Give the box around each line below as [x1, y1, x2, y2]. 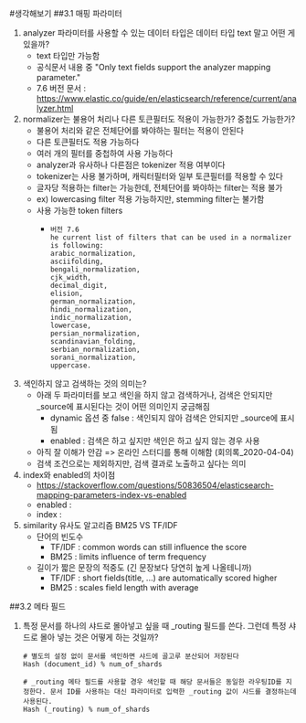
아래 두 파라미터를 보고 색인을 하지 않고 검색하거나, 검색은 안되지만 [36, 389, 273, 400]
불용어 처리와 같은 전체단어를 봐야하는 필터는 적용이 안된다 [36, 125, 245, 135]
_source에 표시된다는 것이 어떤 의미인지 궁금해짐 [36, 401, 210, 411]
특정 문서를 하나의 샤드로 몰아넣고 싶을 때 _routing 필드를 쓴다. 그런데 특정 [22, 621, 287, 631]
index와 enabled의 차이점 [22, 470, 116, 480]
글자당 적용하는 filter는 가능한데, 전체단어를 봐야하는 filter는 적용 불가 [36, 182, 283, 193]
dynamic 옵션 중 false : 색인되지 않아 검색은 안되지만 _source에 [49, 412, 279, 423]
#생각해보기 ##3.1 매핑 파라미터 [9, 8, 122, 18]
